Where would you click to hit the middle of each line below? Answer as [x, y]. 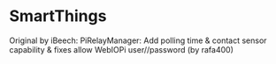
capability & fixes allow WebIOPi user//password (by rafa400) [122, 49]
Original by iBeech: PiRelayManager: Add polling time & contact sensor [138, 40]
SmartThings [58, 16]
